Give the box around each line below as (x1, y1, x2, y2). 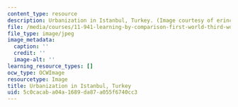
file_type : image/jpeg (7, 30, 74, 37)
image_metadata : (7, 37, 55, 44)
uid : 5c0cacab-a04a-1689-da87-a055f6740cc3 (7, 89, 138, 96)
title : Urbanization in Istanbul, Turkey (7, 82, 132, 89)
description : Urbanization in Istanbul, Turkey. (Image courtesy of (7, 17, 214, 24)
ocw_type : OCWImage (7, 69, 65, 76)
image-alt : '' (13, 56, 55, 63)
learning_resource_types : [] (7, 63, 93, 70)
